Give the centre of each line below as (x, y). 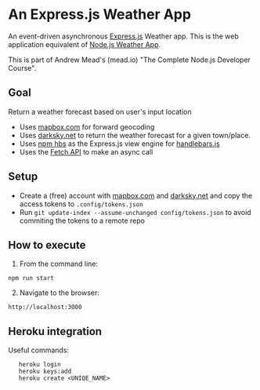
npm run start (31, 279)
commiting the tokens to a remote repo (82, 221)
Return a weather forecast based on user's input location (100, 111)
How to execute (47, 245)
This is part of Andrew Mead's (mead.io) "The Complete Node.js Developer (129, 60)
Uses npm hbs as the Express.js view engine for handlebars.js (120, 144)
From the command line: (59, 264)
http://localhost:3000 (45, 308)
